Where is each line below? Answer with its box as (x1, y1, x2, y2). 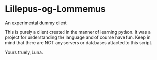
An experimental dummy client (5, 20, 67, 26)
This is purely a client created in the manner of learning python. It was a (5, 29, 151, 35)
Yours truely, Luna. (5, 49, 43, 55)
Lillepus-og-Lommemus (5, 3, 106, 15)
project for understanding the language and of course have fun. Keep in (5, 34, 151, 40)
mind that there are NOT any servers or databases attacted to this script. (5, 39, 153, 45)
